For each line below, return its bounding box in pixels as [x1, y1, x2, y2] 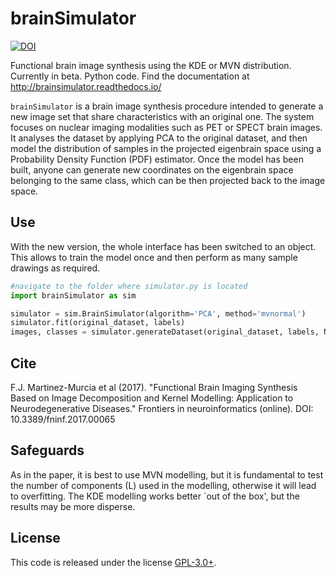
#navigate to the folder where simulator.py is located [10, 281, 248, 291]
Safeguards [10, 442, 85, 459]
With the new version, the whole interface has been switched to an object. [10, 240, 317, 252]
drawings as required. [10, 262, 101, 274]
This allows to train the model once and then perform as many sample [10, 251, 298, 263]
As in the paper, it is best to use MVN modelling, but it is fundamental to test [10, 468, 324, 481]
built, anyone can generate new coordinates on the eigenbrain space [10, 163, 294, 176]
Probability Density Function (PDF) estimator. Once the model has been [10, 153, 304, 165]
